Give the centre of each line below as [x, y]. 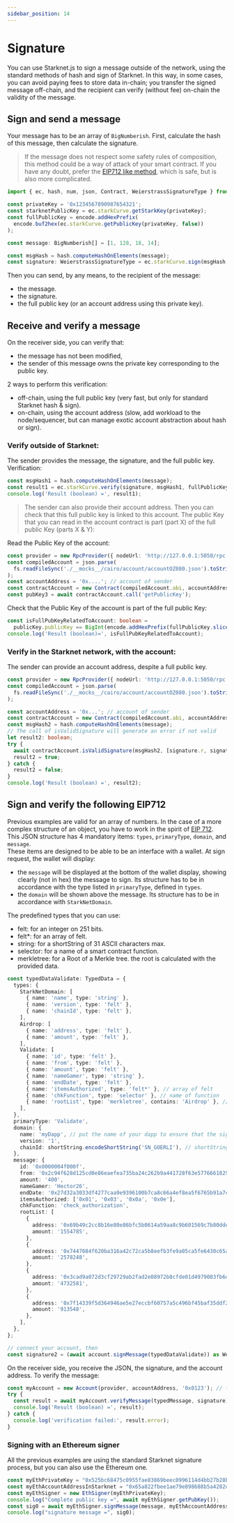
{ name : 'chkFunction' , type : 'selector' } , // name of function [122, 1095]
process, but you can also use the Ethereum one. [78, 1468]
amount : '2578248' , [61, 1258]
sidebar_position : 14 [39, 14]
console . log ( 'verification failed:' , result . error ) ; [92, 1420]
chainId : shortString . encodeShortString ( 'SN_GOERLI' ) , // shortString [124, 1147]
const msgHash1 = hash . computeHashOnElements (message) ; [90, 481]
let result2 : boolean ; [40, 738]
